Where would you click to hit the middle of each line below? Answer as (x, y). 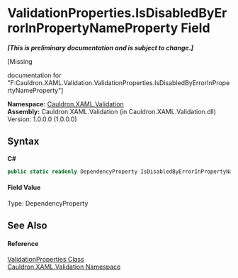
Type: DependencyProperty (48, 203)
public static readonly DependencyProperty (73, 172)
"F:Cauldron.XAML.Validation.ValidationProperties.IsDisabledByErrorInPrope (119, 82)
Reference (23, 243)
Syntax (23, 141)
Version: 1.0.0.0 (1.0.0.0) (42, 119)
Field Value (24, 188)
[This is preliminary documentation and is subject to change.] (100, 48)
